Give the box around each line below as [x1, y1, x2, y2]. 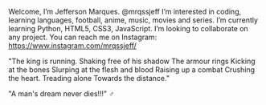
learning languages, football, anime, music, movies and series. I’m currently [8, 15, 259, 25]
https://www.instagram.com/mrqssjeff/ [8, 41, 137, 50]
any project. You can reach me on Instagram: [8, 32, 158, 42]
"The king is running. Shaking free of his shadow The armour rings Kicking [8, 56, 256, 66]
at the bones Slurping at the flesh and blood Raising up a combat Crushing [8, 65, 256, 75]
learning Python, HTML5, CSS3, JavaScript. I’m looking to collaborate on [8, 24, 249, 33]
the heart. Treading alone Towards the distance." [8, 74, 170, 83]
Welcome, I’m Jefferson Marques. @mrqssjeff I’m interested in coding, [8, 7, 242, 16]
